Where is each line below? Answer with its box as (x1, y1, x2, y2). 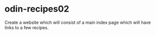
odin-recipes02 (4, 3, 69, 15)
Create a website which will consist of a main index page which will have (4, 19, 151, 25)
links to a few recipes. (4, 24, 49, 30)
